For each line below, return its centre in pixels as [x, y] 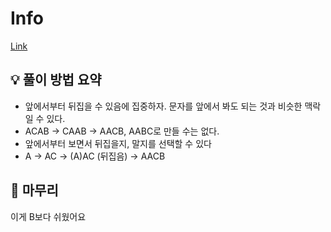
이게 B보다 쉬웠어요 [48, 216]
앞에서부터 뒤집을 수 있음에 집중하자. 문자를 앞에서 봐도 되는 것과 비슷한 [163, 106]
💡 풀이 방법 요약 [56, 80]
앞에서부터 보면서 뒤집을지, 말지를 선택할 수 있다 [118, 143]
